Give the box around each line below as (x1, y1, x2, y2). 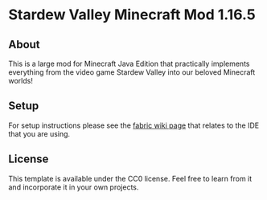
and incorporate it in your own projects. (8, 182, 139, 192)
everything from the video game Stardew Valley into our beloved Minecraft (8, 67, 256, 77)
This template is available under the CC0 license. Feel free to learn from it (8, 173, 253, 183)
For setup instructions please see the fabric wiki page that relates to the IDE (8, 120, 260, 130)
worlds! (8, 76, 34, 85)
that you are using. (8, 129, 71, 138)
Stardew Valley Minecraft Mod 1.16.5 (8, 6, 256, 24)
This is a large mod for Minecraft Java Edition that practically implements (8, 59, 250, 68)
